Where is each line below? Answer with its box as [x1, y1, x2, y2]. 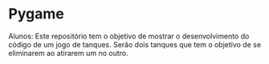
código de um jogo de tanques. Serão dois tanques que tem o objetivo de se [8, 39, 262, 49]
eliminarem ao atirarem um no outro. [8, 48, 128, 58]
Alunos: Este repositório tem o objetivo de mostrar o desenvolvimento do [8, 31, 250, 41]
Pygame [8, 5, 64, 23]
